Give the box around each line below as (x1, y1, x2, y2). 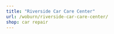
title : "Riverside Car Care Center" (6, 8, 95, 14)
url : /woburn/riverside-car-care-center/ (6, 14, 109, 20)
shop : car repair (6, 19, 49, 25)
